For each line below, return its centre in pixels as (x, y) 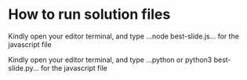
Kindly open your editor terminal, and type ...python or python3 (110, 60)
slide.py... (24, 67)
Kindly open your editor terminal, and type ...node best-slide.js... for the (123, 36)
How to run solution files (89, 15)
